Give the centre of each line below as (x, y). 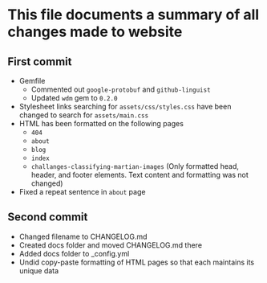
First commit (40, 62)
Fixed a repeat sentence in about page (82, 192)
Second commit (48, 217)
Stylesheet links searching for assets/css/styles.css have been (125, 107)
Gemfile (32, 81)
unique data (39, 270)
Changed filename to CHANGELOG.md (83, 236)
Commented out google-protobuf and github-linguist (121, 89)
